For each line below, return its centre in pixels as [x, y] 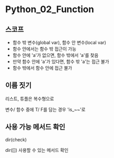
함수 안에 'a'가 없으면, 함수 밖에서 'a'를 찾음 [55, 55]
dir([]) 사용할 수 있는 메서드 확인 [37, 150]
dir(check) [16, 139]
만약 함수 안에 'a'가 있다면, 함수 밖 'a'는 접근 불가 [61, 61]
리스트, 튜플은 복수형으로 [30, 99]
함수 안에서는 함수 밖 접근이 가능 [44, 49]
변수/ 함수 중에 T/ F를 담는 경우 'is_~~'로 [45, 109]
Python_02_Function [50, 9]
